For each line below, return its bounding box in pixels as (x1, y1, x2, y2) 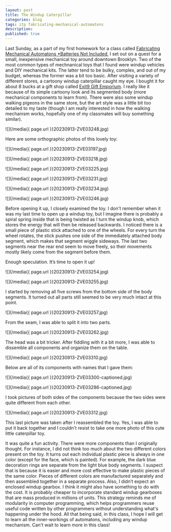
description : (5, 27, 33, 32)
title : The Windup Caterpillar (5, 12, 72, 17)
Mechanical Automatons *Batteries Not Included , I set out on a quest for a (5, 51, 161, 57)
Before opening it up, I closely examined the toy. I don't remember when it (5, 205, 161, 211)
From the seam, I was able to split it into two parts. (5, 320, 111, 325)
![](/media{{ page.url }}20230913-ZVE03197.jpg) (5, 146, 107, 152)
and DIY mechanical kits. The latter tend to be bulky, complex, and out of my (5, 67, 166, 73)
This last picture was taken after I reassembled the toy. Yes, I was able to (5, 419, 158, 425)
